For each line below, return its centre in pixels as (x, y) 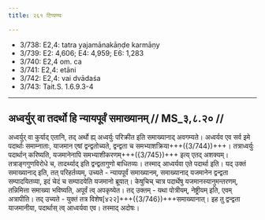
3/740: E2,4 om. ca (51, 61)
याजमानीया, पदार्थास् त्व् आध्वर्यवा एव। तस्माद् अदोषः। (74, 208)
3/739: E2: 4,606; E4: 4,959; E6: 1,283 (82, 53)
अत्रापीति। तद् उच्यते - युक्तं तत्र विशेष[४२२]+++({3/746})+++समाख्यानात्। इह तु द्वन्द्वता (124, 199)
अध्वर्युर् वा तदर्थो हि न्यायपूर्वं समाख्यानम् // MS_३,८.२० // (116, 119)
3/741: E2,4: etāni (48, 70)
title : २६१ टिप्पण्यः (35, 15)
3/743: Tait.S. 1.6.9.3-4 (56, 86)
